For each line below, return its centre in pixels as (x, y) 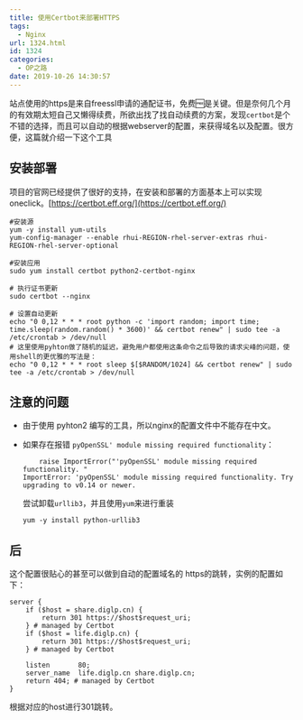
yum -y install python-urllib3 (81, 521)
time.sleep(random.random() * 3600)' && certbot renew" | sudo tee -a (145, 329)
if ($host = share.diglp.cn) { (84, 610)
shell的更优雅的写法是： (56, 356)
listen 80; (58, 665)
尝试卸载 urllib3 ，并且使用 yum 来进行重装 (98, 503)
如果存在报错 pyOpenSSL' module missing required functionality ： (148, 445)
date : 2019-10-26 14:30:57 (60, 77)
